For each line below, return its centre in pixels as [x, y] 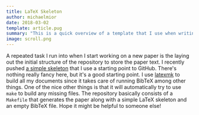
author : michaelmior [32, 17]
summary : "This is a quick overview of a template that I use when [91, 34]
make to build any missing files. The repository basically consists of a [89, 93]
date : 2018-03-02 [28, 22]
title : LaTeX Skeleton [34, 11]
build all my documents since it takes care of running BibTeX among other [96, 81]
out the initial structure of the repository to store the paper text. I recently [95, 62]
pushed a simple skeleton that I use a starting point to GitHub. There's [91, 68]
